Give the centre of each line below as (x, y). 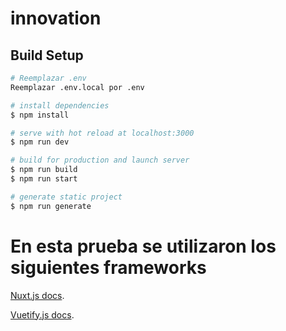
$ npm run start (44, 179)
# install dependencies (60, 105)
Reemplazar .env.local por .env (77, 87)
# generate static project (66, 197)
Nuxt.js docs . (37, 295)
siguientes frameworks (108, 267)
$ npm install (40, 115)
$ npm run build (44, 170)
